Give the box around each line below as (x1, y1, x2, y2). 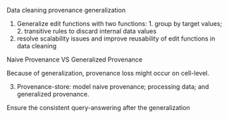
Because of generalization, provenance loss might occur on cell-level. (6, 69, 209, 77)
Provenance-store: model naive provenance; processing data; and (16, 83, 209, 90)
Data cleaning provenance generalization (6, 6, 126, 14)
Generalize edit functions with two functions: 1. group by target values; (16, 20, 223, 27)
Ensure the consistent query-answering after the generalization (6, 104, 191, 111)
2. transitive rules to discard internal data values (16, 27, 156, 35)
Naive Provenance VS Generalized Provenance (6, 55, 143, 64)
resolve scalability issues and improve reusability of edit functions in (16, 34, 216, 43)
